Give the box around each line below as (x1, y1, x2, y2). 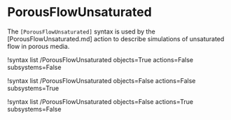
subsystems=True (7, 84, 59, 92)
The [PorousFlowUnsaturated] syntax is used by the (7, 27, 155, 36)
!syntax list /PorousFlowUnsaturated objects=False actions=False (7, 76, 196, 84)
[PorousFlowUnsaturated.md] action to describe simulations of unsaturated (7, 34, 225, 43)
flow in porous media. (7, 42, 70, 50)
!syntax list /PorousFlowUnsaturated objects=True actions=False (7, 55, 194, 63)
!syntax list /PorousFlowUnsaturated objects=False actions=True (7, 97, 194, 105)
